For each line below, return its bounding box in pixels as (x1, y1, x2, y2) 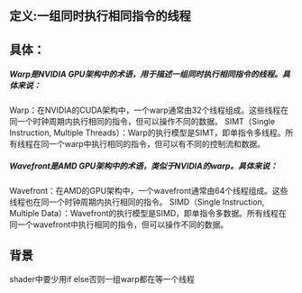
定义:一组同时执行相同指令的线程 (9, 8, 192, 24)
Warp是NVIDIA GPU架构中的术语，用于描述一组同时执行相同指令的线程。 (9, 69, 282, 79)
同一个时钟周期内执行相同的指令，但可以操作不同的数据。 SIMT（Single (9, 115, 276, 126)
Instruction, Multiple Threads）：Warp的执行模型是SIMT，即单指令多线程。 (9, 127, 286, 138)
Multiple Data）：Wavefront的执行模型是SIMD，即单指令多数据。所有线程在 (9, 207, 287, 218)
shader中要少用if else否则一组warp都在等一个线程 (9, 273, 196, 284)
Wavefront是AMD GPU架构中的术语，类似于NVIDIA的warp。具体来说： (9, 160, 278, 171)
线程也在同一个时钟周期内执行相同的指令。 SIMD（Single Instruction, (9, 197, 265, 207)
